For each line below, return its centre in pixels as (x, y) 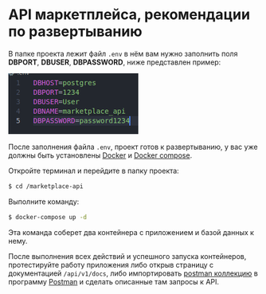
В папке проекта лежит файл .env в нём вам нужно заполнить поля (123, 53)
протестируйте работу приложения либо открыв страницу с (111, 265)
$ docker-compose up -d (48, 217)
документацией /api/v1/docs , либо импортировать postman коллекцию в (133, 273)
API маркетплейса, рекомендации (129, 15)
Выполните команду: (44, 202)
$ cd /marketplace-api (46, 186)
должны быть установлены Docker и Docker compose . (100, 155)
